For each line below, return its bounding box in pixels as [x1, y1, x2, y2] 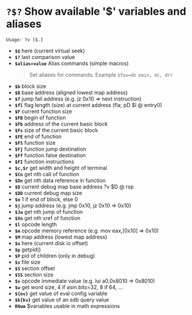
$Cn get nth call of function [14, 170, 80, 177]
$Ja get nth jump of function [14, 208, 83, 215]
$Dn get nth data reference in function [14, 177, 106, 184]
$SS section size [14, 271, 54, 278]
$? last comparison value [14, 53, 75, 60]
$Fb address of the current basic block [14, 120, 108, 127]
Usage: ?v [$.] [6, 37, 44, 43]
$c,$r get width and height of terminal [14, 164, 107, 171]
